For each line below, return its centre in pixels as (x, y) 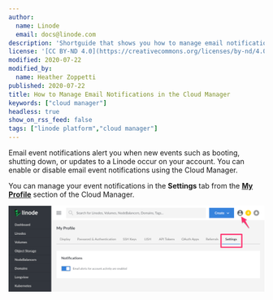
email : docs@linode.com (56, 34)
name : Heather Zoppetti (56, 77)
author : (22, 17)
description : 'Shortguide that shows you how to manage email (116, 43)
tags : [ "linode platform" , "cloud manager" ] (83, 129)
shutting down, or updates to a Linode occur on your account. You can (127, 161)
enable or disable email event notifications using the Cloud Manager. (123, 170)
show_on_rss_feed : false (50, 120)
